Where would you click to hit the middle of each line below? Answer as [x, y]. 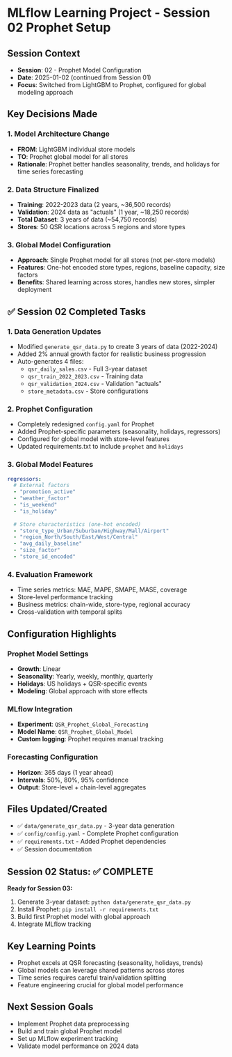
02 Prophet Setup [59, 28]
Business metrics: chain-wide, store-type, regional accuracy [104, 605]
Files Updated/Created [57, 809]
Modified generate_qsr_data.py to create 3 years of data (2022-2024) [117, 346]
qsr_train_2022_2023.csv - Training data [85, 376]
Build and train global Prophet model [69, 1031]
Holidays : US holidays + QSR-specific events [82, 684]
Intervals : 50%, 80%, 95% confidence [73, 780]
